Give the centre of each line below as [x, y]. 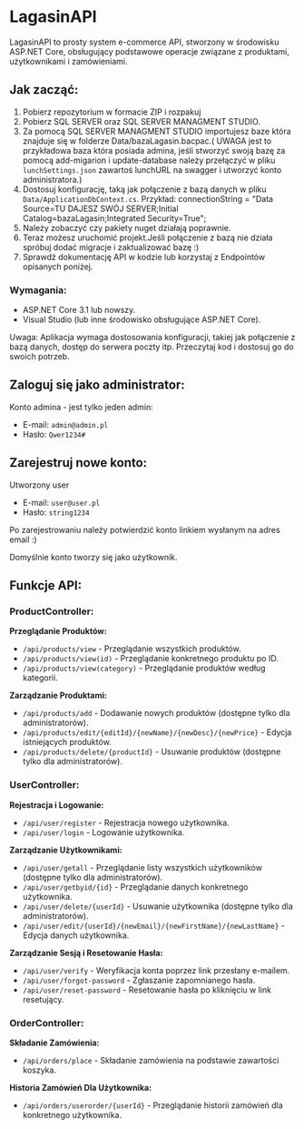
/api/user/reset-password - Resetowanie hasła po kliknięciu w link [147, 990]
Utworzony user [39, 485]
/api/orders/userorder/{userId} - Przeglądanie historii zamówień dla [152, 1105]
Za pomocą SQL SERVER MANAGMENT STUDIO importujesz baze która [157, 131]
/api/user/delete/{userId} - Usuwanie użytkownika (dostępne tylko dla [157, 906]
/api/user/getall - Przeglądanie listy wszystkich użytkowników [142, 867]
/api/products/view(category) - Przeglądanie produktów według [144, 668]
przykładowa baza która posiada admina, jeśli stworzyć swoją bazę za [154, 150]
